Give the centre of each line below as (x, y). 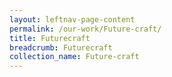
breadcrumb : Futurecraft (61, 47)
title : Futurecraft (50, 38)
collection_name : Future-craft (74, 57)
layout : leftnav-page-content (72, 19)
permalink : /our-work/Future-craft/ (85, 29)
